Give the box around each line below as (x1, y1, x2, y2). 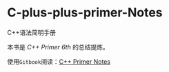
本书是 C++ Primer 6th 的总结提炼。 (7, 43, 109, 51)
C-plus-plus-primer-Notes (7, 5, 163, 21)
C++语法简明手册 (7, 28, 57, 36)
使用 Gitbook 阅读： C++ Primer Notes (7, 57, 111, 66)
